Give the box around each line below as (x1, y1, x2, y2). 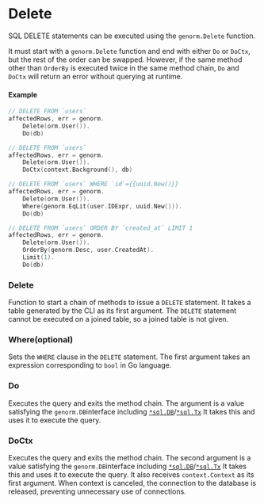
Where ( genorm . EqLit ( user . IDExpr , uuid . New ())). (22, 202, 182, 210)
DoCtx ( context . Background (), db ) (22, 166, 133, 174)
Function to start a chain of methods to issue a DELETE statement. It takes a (8, 298, 251, 307)
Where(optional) (8, 334, 74, 345)
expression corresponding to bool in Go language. (8, 361, 172, 370)
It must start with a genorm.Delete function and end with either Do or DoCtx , (8, 46, 251, 55)
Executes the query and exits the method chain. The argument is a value (8, 398, 244, 408)
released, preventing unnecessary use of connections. (8, 487, 186, 496)
